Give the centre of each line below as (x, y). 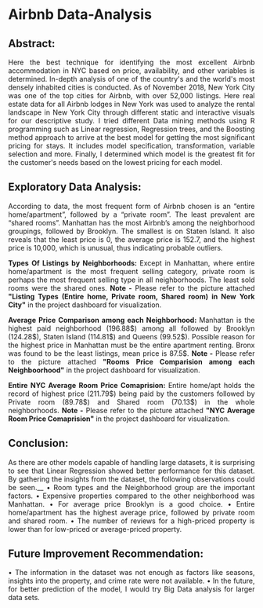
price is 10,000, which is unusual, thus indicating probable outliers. (115, 247)
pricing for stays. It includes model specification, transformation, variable (131, 146)
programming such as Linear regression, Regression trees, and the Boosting (131, 129)
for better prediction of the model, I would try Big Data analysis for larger (131, 589)
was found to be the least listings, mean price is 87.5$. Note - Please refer (132, 353)
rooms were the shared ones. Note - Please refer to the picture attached (131, 288)
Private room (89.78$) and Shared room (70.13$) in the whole (131, 401)
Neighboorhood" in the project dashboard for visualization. (104, 370)
